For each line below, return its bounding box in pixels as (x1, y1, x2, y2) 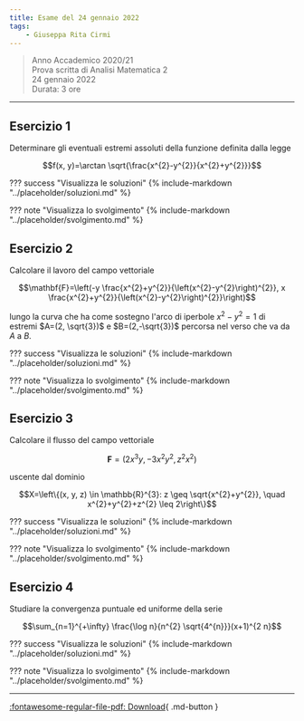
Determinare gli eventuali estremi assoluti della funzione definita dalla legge (9, 142, 291, 154)
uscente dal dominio (9, 472, 86, 483)
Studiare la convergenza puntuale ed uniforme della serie (9, 603, 223, 614)
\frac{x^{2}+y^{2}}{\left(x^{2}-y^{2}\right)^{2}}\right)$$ (48, 292, 256, 303)
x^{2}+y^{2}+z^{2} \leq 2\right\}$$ (87, 499, 217, 510)
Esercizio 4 (9, 579, 74, 594)
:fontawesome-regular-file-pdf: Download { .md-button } (9, 701, 219, 712)
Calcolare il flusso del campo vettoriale (9, 435, 155, 446)
